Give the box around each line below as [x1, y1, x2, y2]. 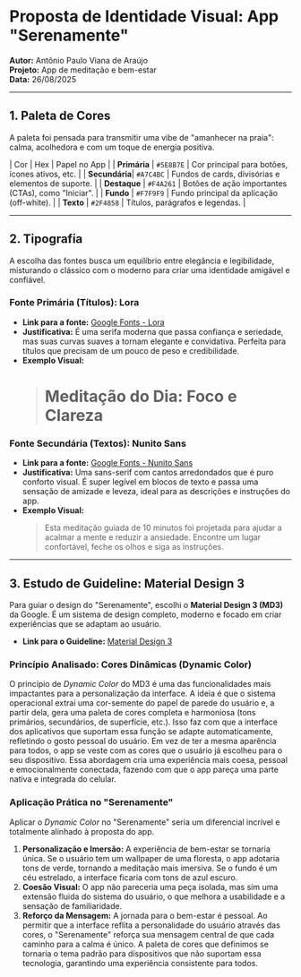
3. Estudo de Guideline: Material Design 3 [9, 576, 245, 591]
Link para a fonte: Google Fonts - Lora [21, 316, 165, 328]
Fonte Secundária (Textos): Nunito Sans [9, 437, 186, 450]
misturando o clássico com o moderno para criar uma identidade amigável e [9, 264, 291, 275]
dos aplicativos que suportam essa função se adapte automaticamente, [9, 726, 273, 737]
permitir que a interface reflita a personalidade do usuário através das [21, 920, 280, 930]
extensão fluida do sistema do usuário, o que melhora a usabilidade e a [21, 891, 286, 902]
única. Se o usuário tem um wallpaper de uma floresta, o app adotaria [21, 853, 280, 863]
